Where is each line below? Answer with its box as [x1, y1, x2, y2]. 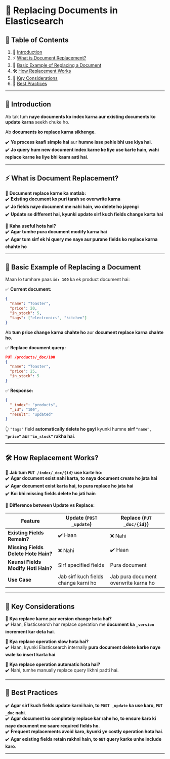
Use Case [8, 576, 32, 584]
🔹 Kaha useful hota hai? [5, 223, 57, 229]
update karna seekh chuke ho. [5, 119, 70, 125]
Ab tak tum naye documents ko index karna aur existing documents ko [5, 113, 156, 119]
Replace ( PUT [120, 514, 152, 522]
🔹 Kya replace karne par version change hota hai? [5, 615, 112, 622]
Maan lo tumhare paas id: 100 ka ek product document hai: [5, 277, 130, 283]
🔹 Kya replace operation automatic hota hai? [5, 661, 100, 667]
